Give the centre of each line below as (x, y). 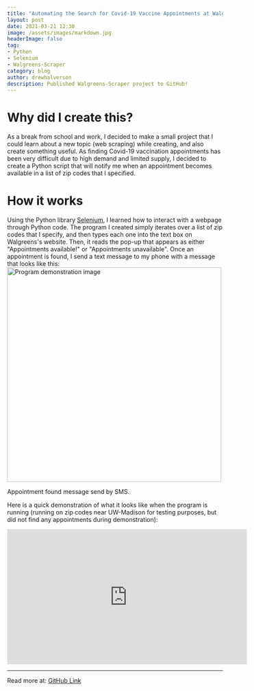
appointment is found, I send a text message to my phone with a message (111, 257)
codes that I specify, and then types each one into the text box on (100, 235)
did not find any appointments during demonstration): (82, 520)
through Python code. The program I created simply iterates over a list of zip (115, 227)
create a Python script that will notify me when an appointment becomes (110, 166)
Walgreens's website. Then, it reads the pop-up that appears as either (106, 242)
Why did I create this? (70, 118)
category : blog (29, 71)
